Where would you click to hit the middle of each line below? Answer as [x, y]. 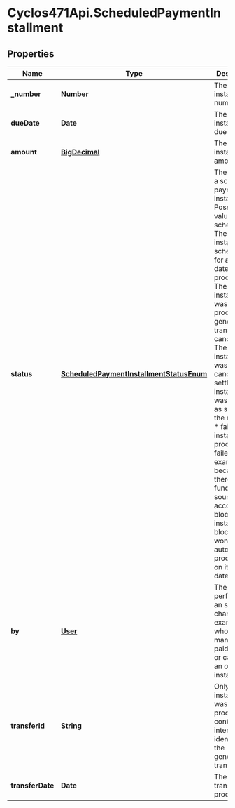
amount [24, 152]
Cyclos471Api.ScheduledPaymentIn [114, 13]
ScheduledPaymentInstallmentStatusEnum [134, 374]
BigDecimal [80, 152]
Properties [31, 54]
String [71, 726]
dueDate [25, 123]
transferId [28, 726]
